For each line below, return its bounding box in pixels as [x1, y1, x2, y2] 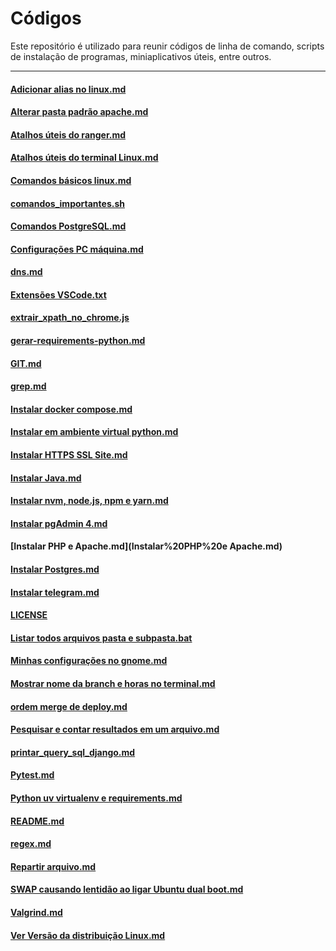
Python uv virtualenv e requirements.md [10, 792, 183, 804]
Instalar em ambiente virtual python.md [10, 426, 179, 438]
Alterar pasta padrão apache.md [10, 106, 149, 118]
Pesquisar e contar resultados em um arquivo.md [10, 723, 220, 736]
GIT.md [10, 357, 42, 369]
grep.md [10, 380, 47, 392]
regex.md [10, 838, 52, 850]
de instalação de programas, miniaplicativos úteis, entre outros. [10, 50, 272, 62]
